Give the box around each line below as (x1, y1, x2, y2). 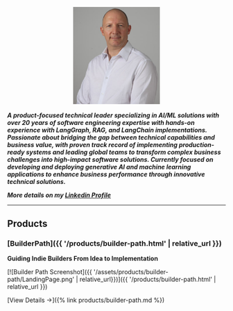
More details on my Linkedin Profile (7, 191, 112, 199)
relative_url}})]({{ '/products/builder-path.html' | (79, 275, 216, 283)
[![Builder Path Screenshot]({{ (7, 267, 92, 276)
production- (178, 141, 215, 149)
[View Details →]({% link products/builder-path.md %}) (7, 296, 165, 304)
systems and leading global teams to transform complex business (26, 148, 221, 156)
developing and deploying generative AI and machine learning (7, 163, 191, 171)
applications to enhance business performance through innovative (7, 170, 205, 178)
